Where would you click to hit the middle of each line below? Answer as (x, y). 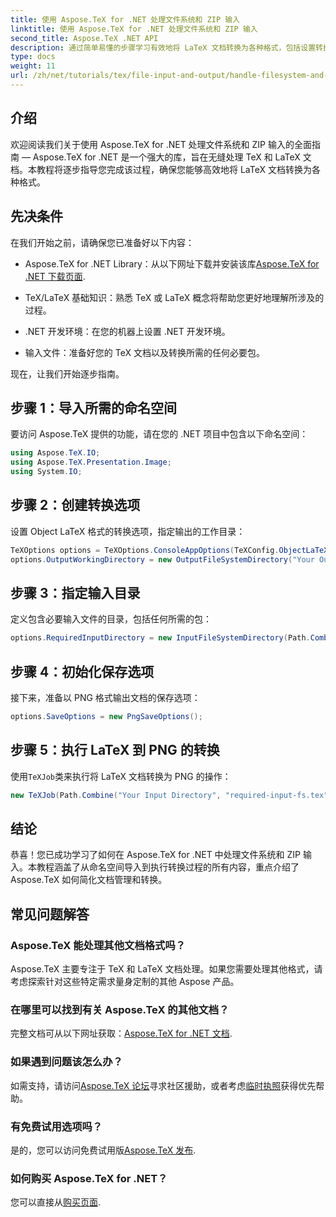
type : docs (33, 57)
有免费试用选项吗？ (56, 1126)
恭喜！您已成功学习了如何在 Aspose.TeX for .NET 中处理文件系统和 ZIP (156, 855)
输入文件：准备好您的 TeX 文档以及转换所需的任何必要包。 (144, 352)
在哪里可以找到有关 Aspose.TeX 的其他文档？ (120, 1009)
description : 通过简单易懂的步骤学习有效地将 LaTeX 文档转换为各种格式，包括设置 (163, 47)
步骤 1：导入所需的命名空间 (94, 407)
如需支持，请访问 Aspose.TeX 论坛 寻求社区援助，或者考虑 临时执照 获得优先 (163, 1085)
